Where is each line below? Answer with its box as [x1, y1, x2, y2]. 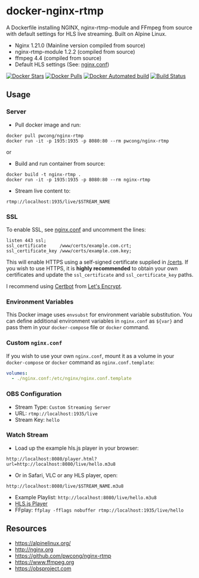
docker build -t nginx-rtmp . [6, 171, 82, 177]
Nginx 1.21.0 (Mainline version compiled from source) [14, 42, 146, 49]
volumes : [6, 370, 28, 376]
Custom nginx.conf [6, 339, 63, 347]
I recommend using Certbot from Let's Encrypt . [6, 282, 122, 290]
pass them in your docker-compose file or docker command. [6, 324, 150, 331]
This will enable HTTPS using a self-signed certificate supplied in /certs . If [6, 258, 189, 265]
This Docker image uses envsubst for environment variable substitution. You [6, 311, 192, 319]
